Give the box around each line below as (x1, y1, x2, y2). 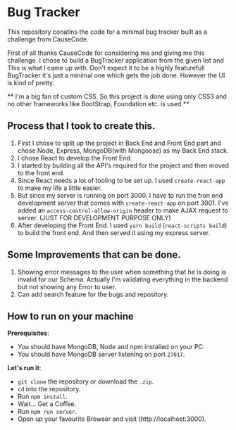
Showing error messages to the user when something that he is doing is (17, 267, 227, 276)
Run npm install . (17, 392, 68, 401)
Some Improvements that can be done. (7, 249, 181, 261)
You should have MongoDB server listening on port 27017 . (17, 350, 185, 359)
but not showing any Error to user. (17, 282, 117, 291)
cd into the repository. (17, 385, 81, 393)
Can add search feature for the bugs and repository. (17, 290, 169, 298)
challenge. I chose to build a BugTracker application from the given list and (7, 56, 224, 64)
